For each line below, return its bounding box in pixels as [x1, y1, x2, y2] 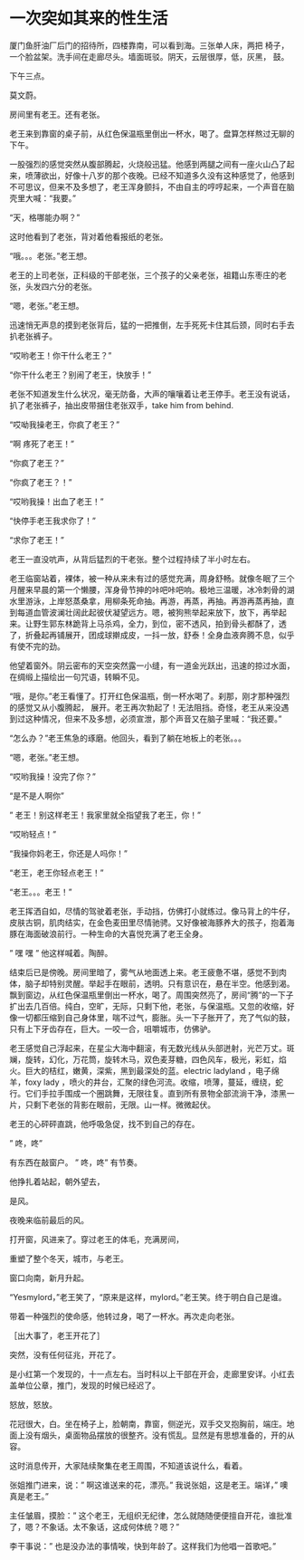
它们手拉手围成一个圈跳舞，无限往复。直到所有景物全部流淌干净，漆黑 [24, 1087, 287, 1098]
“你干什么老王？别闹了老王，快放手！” [9, 368, 152, 380]
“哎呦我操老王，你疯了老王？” [9, 418, 120, 430]
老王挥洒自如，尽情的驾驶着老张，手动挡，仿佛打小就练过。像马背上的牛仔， [9, 905, 295, 916]
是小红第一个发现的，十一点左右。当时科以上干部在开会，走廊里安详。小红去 [9, 1368, 295, 1379]
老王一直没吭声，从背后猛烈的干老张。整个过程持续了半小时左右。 [9, 553, 255, 564]
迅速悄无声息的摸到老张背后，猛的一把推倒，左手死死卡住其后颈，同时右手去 [9, 319, 295, 330]
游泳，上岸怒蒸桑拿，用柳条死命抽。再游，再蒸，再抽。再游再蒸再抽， [24, 595, 287, 607]
